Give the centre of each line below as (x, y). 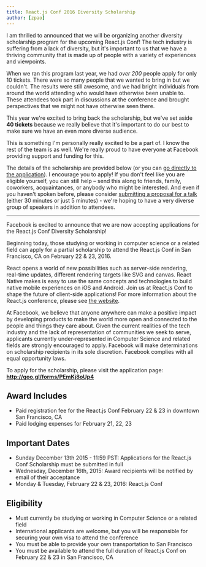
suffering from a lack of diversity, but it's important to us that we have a (97, 48)
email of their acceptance (48, 477)
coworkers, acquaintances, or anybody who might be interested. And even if (103, 187)
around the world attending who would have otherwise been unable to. (96, 93)
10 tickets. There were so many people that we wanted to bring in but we (98, 80)
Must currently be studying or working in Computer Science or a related (106, 518)
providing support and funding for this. (55, 156)
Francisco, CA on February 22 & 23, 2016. (59, 256)
